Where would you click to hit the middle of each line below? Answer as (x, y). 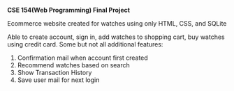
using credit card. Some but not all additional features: (85, 44)
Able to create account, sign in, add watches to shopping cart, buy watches (116, 37)
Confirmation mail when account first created (82, 58)
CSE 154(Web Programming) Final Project (69, 10)
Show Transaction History (54, 73)
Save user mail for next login (58, 80)
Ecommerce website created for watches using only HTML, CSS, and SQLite (117, 23)
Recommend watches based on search (74, 65)
